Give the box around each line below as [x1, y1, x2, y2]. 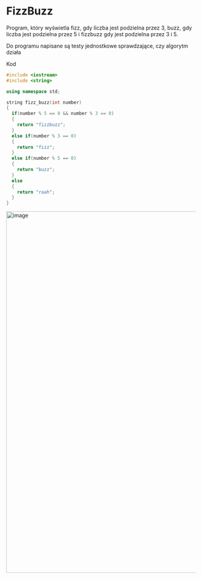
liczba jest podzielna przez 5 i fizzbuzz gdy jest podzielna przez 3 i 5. [6, 30, 179, 37]
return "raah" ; [17, 189, 55, 195]
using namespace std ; [6, 89, 61, 95]
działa [6, 48, 21, 55]
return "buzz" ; [17, 167, 55, 173]
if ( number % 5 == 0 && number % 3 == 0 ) [11, 110, 114, 117]
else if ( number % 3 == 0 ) [11, 133, 77, 139]
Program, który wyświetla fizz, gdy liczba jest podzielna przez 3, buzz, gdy [6, 24, 192, 31]
